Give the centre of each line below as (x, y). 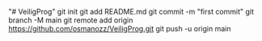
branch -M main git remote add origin (71, 20)
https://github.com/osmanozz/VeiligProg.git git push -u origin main (120, 29)
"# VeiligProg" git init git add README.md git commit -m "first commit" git (131, 12)
